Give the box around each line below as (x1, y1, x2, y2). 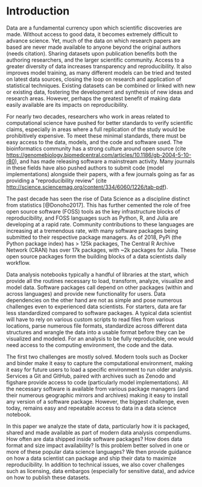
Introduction (6, 4, 70, 18)
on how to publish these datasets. (6, 474, 90, 481)
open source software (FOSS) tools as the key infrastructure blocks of (6, 208, 180, 215)
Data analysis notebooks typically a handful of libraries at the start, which (6, 270, 189, 278)
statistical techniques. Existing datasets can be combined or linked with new (6, 81, 196, 89)
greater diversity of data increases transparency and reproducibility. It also (6, 62, 192, 70)
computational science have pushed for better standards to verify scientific (6, 119, 194, 126)
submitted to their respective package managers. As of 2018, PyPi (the (6, 234, 182, 241)
